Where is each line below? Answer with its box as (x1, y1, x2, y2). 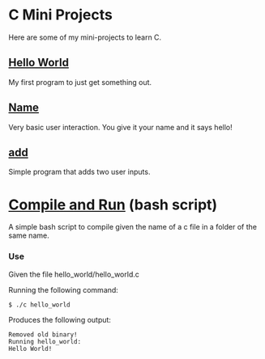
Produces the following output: (8, 315, 112, 324)
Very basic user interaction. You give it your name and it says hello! (8, 122, 233, 132)
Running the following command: (8, 285, 119, 294)
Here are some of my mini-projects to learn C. (8, 32, 162, 42)
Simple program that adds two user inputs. (8, 167, 151, 177)
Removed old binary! (8, 330, 79, 339)
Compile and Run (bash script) (8, 196, 218, 213)
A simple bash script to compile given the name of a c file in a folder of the (8, 222, 258, 232)
